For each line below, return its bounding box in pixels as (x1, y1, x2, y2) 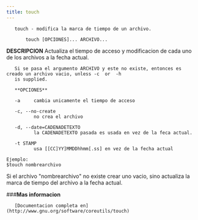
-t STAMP (14, 140, 37, 147)
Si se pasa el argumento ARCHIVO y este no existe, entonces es (14, 65, 182, 71)
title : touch (6, 9, 40, 15)
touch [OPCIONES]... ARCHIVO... (25, 36, 108, 43)
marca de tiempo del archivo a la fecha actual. (6, 178, 123, 186)
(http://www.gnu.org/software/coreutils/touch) (6, 208, 130, 214)
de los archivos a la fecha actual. (6, 53, 89, 61)
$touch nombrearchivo (6, 161, 62, 168)
